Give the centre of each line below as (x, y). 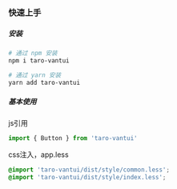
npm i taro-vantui (39, 60)
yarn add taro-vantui (44, 82)
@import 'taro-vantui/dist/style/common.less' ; (89, 170)
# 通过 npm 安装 (33, 53)
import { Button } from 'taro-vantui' (73, 139)
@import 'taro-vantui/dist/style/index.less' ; (87, 178)
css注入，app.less (39, 155)
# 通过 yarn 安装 (35, 75)
